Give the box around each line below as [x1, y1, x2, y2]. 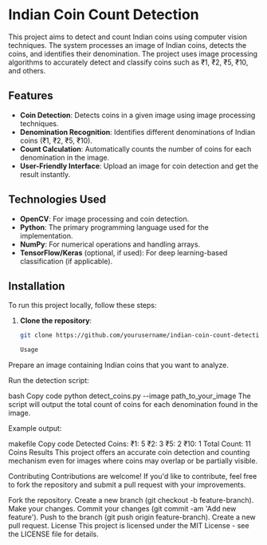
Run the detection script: [8, 376, 89, 385]
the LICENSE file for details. [8, 529, 100, 539]
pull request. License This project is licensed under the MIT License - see [8, 521, 249, 531]
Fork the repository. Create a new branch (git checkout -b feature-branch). [8, 496, 254, 505]
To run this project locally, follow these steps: [8, 301, 157, 310]
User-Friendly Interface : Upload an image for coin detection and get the [19, 161, 259, 171]
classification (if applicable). [19, 256, 113, 266]
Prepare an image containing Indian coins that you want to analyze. [8, 361, 229, 370]
